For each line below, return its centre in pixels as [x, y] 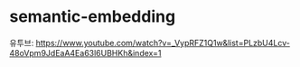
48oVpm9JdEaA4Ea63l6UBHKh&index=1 [85, 53]
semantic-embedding [93, 17]
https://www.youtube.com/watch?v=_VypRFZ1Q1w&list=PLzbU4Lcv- [163, 43]
